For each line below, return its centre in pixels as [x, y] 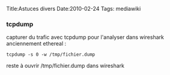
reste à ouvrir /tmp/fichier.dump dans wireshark [65, 66]
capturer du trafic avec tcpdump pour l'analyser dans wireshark [85, 37]
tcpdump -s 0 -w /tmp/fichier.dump [51, 55]
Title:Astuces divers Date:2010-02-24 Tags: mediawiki [74, 9]
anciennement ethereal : [36, 44]
